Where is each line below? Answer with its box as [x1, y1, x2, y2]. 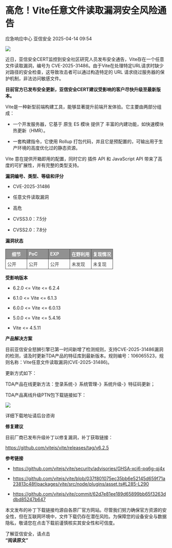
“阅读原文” [5, 537, 29, 543]
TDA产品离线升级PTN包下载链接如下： [5, 392, 87, 398]
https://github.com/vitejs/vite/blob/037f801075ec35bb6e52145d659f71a [12, 475, 165, 481]
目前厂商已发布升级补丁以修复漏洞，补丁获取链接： [5, 434, 113, 440]
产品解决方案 [5, 335, 32, 341]
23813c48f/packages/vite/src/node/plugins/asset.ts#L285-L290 [12, 481, 149, 487]
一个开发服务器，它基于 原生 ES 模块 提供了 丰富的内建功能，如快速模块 [12, 121, 164, 127]
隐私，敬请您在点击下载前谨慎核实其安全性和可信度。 [5, 520, 118, 526]
